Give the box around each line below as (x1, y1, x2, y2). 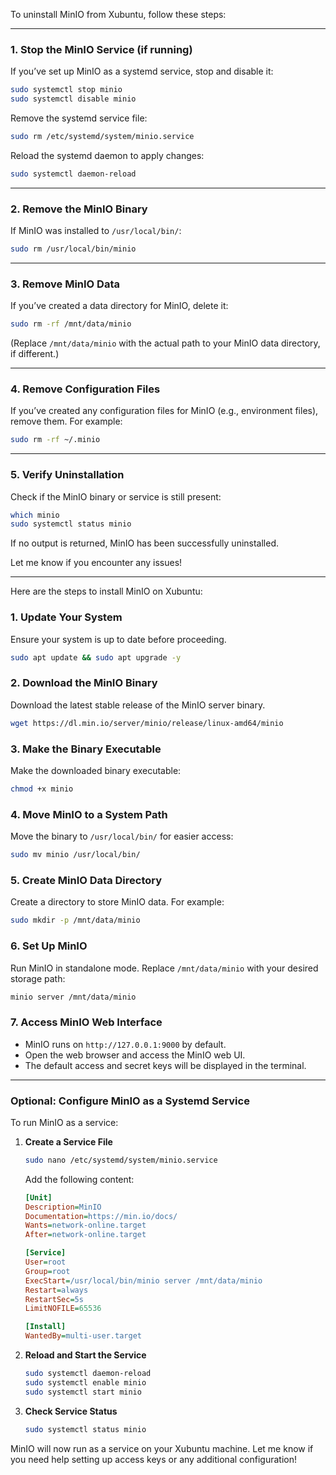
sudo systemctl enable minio (24, 1377, 147, 1388)
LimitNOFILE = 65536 (24, 1304, 102, 1314)
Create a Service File (24, 1135, 113, 1148)
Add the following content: (24, 1173, 135, 1185)
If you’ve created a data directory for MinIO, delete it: (10, 300, 229, 312)
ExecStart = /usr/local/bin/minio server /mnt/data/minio (24, 1275, 263, 1286)
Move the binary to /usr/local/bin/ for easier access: (10, 830, 234, 843)
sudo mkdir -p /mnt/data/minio (10, 915, 141, 926)
